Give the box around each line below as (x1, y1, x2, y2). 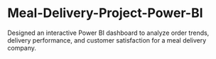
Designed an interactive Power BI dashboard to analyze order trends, (7, 28, 210, 37)
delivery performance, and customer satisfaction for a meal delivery (7, 36, 207, 44)
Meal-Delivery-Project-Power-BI (7, 5, 204, 21)
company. (7, 43, 37, 52)
